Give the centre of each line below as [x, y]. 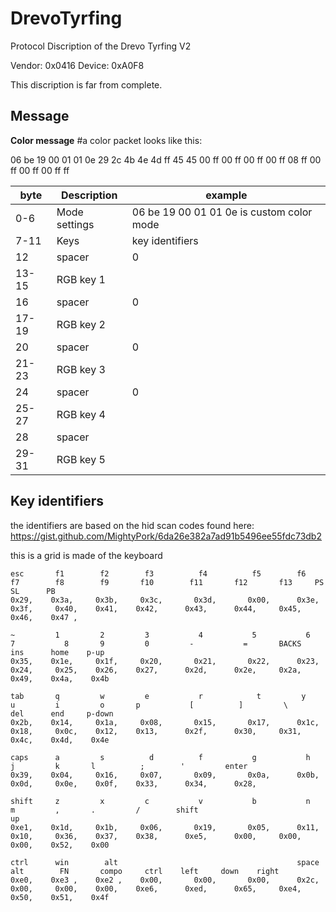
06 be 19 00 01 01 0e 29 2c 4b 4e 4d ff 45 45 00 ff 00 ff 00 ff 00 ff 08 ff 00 [166, 159]
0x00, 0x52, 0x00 [60, 845]
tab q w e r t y [158, 696]
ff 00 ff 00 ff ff [40, 170]
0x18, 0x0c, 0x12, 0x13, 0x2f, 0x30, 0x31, [156, 731]
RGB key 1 [81, 279]
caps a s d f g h [160, 757]
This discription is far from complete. [86, 84]
